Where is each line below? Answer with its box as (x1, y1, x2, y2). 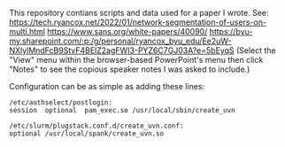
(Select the (235, 45, 276, 56)
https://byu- (209, 27, 253, 36)
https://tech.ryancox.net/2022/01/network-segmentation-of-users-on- (9, 17, 267, 27)
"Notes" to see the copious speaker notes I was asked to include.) (9, 64, 250, 74)
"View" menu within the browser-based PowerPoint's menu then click (9, 55, 264, 65)
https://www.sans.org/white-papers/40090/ (47, 27, 208, 36)
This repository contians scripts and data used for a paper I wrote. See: (9, 8, 269, 18)
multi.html (9, 27, 46, 36)
